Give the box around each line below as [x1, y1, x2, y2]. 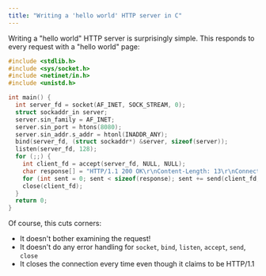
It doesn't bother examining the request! [19, 234, 151, 243]
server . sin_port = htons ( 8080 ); [15, 123, 123, 131]
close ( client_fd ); [22, 182, 83, 190]
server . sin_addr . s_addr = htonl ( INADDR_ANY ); [15, 130, 169, 139]
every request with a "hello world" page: [8, 41, 140, 52]
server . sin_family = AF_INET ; [15, 116, 115, 124]
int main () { [8, 94, 51, 102]
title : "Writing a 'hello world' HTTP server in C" [8, 11, 182, 20]
